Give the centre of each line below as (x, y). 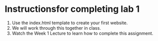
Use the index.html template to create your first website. (70, 23)
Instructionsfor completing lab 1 (72, 9)
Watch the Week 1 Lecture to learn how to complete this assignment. (82, 33)
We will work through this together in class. (56, 28)
